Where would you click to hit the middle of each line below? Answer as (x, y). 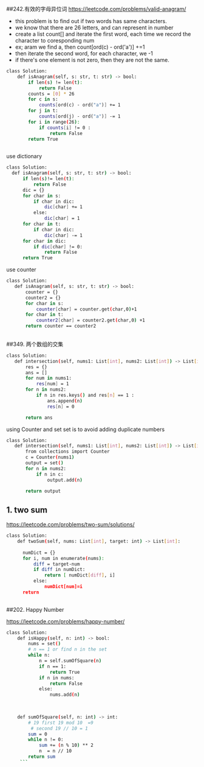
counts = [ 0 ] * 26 (51, 94)
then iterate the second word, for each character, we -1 (84, 53)
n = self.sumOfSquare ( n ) (70, 661)
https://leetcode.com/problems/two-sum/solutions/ (70, 525)
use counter (21, 270)
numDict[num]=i (64, 587)
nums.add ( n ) (65, 695)
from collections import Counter (68, 452)
